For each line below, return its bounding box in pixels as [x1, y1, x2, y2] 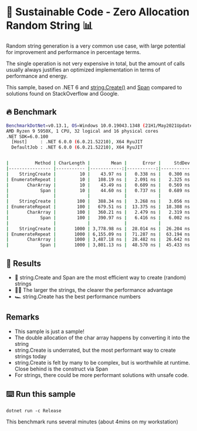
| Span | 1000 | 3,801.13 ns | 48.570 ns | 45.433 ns [6, 242, 191, 248]
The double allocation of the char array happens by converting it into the [14, 334, 191, 341]
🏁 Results [6, 258, 41, 268]
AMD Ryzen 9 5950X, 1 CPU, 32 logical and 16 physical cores [6, 128, 159, 134]
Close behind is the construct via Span [14, 365, 108, 372]
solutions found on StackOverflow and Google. [6, 90, 119, 97]
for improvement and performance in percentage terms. [6, 48, 141, 55]
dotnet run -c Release [6, 408, 62, 413]
